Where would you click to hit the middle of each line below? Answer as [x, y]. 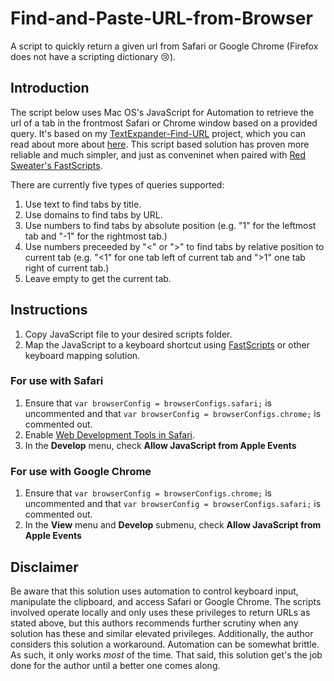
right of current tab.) [67, 268]
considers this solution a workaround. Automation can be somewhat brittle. [165, 644]
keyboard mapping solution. [82, 355]
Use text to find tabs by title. [83, 204]
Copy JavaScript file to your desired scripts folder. [128, 334]
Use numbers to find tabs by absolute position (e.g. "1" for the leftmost [170, 225]
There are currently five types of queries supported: [117, 184]
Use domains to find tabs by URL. [93, 214]
